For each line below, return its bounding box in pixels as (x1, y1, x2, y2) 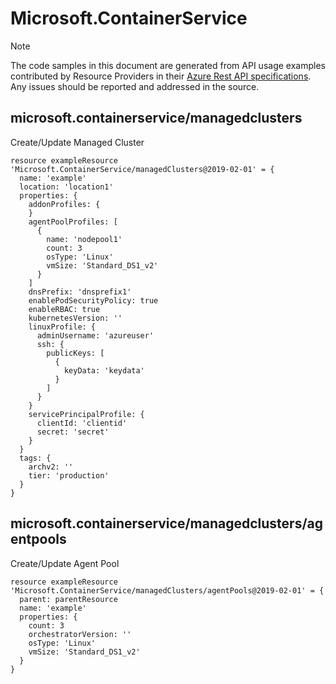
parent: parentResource (19, 594, 118, 604)
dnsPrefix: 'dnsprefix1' (28, 287, 132, 297)
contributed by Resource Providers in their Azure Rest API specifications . (10, 70, 312, 82)
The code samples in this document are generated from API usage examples (10, 59, 326, 71)
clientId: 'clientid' (36, 418, 128, 428)
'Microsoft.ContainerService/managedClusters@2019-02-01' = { (10, 164, 275, 174)
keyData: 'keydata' (63, 365, 145, 376)
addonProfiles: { (28, 199, 101, 209)
